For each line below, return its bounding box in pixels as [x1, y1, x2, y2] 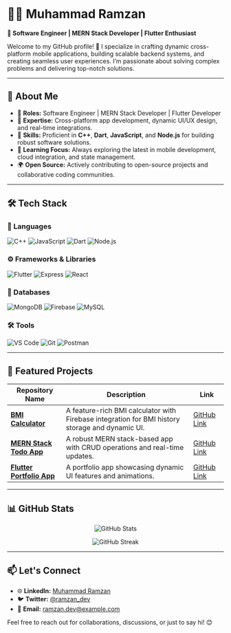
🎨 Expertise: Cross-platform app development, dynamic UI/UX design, [16, 116, 218, 125]
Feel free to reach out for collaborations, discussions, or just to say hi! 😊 [7, 618, 213, 626]
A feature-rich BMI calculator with [65, 406, 177, 416]
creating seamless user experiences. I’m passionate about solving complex [7, 56, 220, 65]
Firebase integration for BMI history [65, 414, 180, 424]
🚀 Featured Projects [7, 365, 93, 377]
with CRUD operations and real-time [65, 443, 184, 453]
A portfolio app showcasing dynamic [65, 462, 184, 472]
